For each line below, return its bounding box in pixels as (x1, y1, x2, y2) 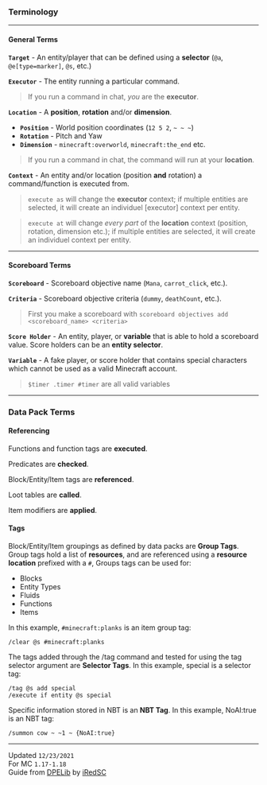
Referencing (8, 426, 50, 436)
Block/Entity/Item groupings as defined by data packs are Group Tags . (8, 542, 240, 551)
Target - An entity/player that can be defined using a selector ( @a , (8, 52, 224, 62)
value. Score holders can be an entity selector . (8, 340, 164, 349)
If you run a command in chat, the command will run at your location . (27, 154, 255, 165)
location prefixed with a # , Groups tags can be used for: (8, 558, 192, 568)
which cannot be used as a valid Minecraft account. (8, 363, 177, 373)
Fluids (19, 591, 41, 600)
